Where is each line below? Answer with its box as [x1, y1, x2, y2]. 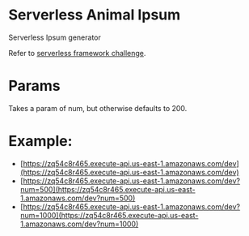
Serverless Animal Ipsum [8, 6, 181, 24]
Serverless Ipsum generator [8, 32, 101, 42]
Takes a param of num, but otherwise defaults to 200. [8, 103, 188, 113]
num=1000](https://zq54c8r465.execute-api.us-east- [19, 210, 199, 220]
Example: [8, 132, 73, 151]
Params [8, 77, 61, 95]
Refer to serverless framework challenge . [8, 48, 146, 58]
